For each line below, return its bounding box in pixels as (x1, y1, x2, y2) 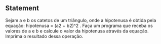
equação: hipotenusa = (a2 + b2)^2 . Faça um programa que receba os (5, 22, 153, 28)
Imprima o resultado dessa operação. (5, 33, 84, 39)
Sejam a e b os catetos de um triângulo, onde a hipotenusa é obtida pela (5, 17, 156, 23)
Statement (5, 4, 39, 12)
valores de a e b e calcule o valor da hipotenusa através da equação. (5, 27, 149, 34)
